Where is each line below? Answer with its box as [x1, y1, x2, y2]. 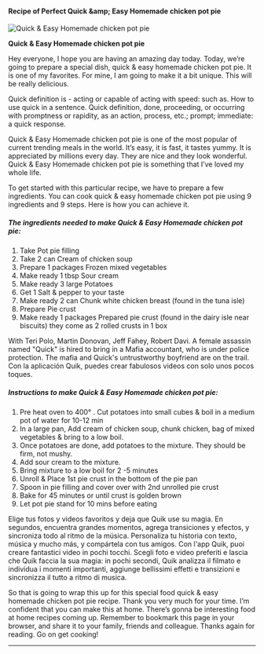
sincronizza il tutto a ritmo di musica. [8, 573, 127, 583]
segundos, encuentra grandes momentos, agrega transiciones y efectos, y [8, 523, 250, 532]
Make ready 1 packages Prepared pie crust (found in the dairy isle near [19, 312, 250, 322]
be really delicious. [8, 79, 69, 89]
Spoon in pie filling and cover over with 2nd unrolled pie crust [19, 483, 219, 492]
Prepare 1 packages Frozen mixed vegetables [19, 263, 167, 272]
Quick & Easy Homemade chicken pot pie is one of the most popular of [8, 134, 237, 144]
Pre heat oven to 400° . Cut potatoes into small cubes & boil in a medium [19, 407, 255, 417]
